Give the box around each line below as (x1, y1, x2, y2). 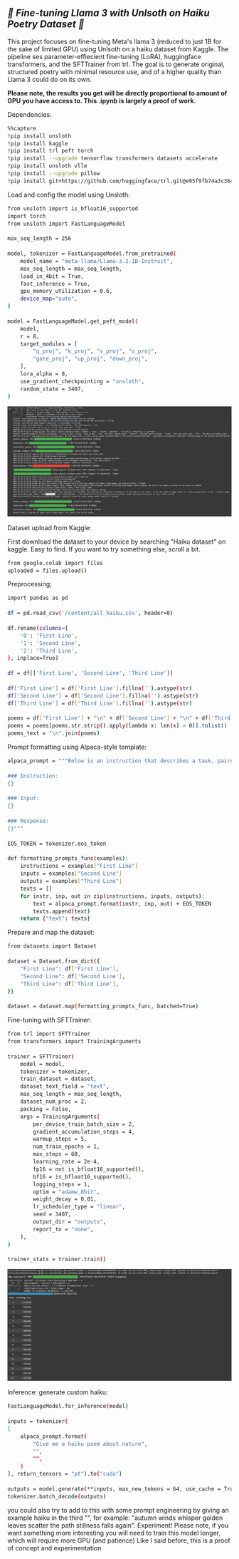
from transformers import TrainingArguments (7, 1038, 142, 1045)
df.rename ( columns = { (7, 624, 69, 631)
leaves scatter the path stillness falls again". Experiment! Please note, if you (7, 1521, 229, 1529)
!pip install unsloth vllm (7, 162, 87, 170)
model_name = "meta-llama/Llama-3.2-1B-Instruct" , (20, 257, 174, 264)
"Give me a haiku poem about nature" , (33, 1440, 148, 1447)
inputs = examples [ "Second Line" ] (20, 870, 122, 877)
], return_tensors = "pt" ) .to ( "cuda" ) (7, 1471, 122, 1478)
